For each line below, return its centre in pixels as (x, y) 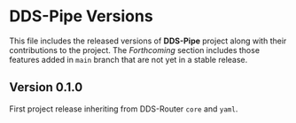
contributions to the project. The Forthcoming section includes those (134, 50)
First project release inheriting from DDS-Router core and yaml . (124, 109)
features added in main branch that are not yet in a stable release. (129, 59)
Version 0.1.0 (46, 87)
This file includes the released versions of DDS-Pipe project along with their (148, 41)
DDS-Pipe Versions (81, 16)
